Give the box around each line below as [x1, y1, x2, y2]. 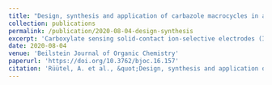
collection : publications [8, 19, 96, 28]
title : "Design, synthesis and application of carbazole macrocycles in [8, 11, 259, 20]
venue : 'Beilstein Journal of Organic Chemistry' [8, 49, 180, 57]
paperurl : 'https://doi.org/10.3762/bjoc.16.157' [8, 57, 180, 66]
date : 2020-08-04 [8, 42, 67, 50]
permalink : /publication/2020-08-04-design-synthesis [8, 27, 194, 35]
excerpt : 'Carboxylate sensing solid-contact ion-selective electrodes [8, 34, 255, 43]
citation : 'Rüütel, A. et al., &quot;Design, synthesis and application [8, 65, 259, 73]
